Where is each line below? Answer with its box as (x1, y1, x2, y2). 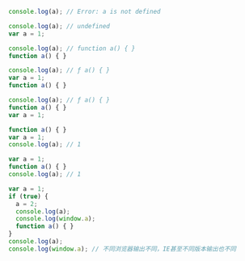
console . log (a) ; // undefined (8, 22, 111, 30)
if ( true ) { (8, 192, 49, 200)
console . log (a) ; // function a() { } (8, 44, 136, 53)
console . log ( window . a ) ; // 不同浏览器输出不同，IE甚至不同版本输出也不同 (8, 245, 237, 253)
